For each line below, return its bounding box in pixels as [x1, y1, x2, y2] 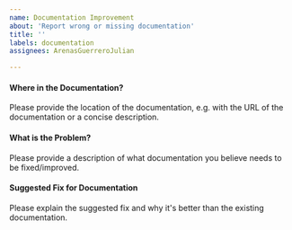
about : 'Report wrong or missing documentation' [9, 22, 195, 31]
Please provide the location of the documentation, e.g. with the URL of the [9, 102, 284, 113]
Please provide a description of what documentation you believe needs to [9, 152, 282, 163]
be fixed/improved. [9, 162, 80, 172]
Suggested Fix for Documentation [9, 182, 138, 193]
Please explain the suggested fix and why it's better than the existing [9, 202, 265, 213]
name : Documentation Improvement [9, 13, 135, 22]
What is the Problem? [9, 132, 92, 143]
